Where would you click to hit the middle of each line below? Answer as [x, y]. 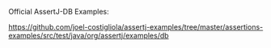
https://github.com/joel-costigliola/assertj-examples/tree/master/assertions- [136, 27]
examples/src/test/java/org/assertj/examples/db [89, 36]
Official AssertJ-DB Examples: [59, 12]
